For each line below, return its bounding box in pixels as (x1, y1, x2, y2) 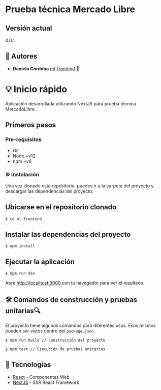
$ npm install (5, 243, 36, 249)
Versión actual (5, 24, 52, 33)
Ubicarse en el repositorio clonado (5, 203, 117, 212)
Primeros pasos (5, 121, 56, 129)
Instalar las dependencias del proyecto (5, 230, 131, 239)
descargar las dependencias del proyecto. (5, 188, 94, 194)
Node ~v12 (12, 153, 36, 159)
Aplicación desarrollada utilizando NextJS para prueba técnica (5, 100, 136, 106)
